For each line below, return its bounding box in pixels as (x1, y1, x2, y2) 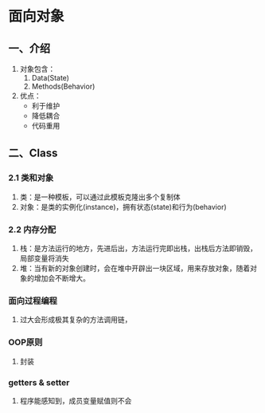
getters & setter (8, 376, 70, 387)
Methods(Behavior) (31, 81, 95, 91)
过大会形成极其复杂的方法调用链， (19, 315, 132, 324)
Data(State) (31, 73, 70, 82)
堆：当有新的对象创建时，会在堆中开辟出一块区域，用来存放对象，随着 (19, 263, 251, 273)
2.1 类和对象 (8, 172, 54, 183)
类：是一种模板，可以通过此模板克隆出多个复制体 (19, 192, 181, 202)
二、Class (8, 147, 58, 160)
